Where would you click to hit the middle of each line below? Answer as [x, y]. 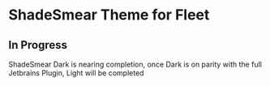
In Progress [38, 45]
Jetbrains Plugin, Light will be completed [76, 73]
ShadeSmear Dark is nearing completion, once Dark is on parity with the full [135, 64]
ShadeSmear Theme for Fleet [109, 15]
